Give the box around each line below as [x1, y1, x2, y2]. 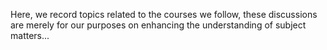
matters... [10, 30, 50, 41]
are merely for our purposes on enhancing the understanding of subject [10, 19, 307, 31]
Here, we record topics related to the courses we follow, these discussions [10, 9, 318, 20]
